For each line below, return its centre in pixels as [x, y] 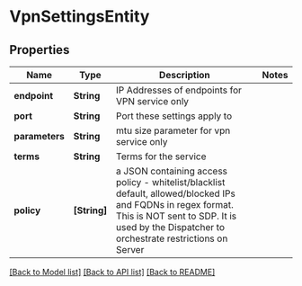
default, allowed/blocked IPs [175, 193]
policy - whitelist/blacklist [170, 182]
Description [185, 75]
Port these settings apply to [174, 116]
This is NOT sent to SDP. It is [176, 216]
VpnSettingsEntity [80, 17]
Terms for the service [161, 156]
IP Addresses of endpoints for [179, 90]
